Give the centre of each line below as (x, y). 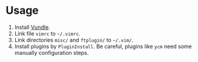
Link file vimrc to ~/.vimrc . (47, 33)
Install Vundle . (32, 27)
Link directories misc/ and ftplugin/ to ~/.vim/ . (74, 40)
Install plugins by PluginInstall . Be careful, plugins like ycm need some (103, 46)
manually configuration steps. (51, 52)
